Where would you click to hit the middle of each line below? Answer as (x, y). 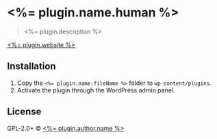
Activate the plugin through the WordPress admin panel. (96, 90)
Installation (31, 66)
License (24, 112)
